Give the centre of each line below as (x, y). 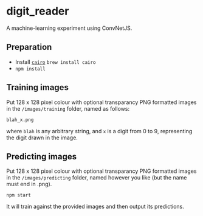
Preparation (29, 47)
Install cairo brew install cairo (55, 61)
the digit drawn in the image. (42, 138)
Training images (37, 87)
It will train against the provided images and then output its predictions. (95, 207)
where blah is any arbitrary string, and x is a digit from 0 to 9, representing (99, 131)
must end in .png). (29, 184)
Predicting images (42, 156)
